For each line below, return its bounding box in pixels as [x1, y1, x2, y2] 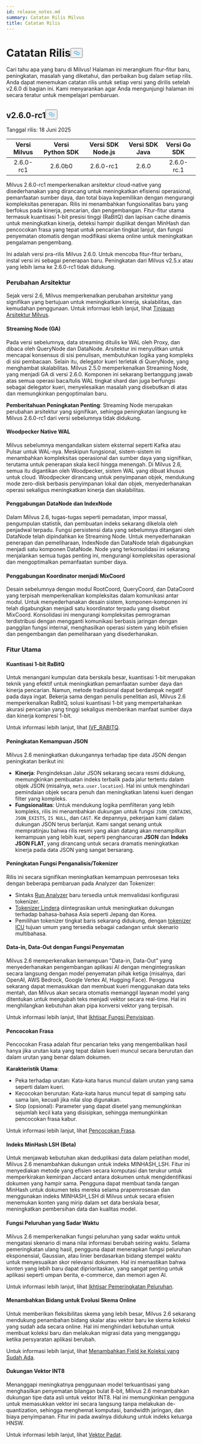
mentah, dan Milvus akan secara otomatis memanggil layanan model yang [6, 989, 189, 996]
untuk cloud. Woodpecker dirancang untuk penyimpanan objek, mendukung [6, 473, 195, 481]
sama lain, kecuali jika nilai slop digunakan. [14, 1096, 121, 1103]
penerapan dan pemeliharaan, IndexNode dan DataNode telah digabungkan [6, 539, 194, 546]
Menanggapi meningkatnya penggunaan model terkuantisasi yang [6, 1381, 170, 1388]
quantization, [6, 1406, 39, 1414]
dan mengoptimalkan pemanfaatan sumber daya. [6, 558, 128, 566]
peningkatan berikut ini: [6, 757, 65, 765]
